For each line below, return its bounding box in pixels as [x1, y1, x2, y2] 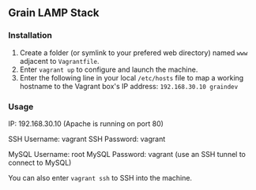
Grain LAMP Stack [8, 6, 100, 20]
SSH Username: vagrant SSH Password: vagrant [8, 134, 166, 143]
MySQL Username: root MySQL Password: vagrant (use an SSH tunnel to [8, 149, 247, 158]
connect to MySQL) [8, 158, 72, 167]
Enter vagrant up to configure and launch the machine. [19, 65, 198, 74]
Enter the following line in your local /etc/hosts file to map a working [19, 73, 244, 82]
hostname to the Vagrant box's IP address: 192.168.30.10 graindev [19, 81, 239, 91]
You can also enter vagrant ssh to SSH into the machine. [8, 173, 192, 182]
